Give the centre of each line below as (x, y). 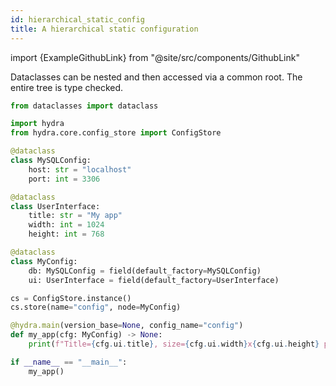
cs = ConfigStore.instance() (71, 298)
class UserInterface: (55, 206)
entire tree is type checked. (67, 87)
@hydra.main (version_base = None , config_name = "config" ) (127, 326)
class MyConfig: (44, 261)
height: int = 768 (66, 234)
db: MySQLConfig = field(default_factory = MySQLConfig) (145, 271)
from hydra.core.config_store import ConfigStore (116, 133)
